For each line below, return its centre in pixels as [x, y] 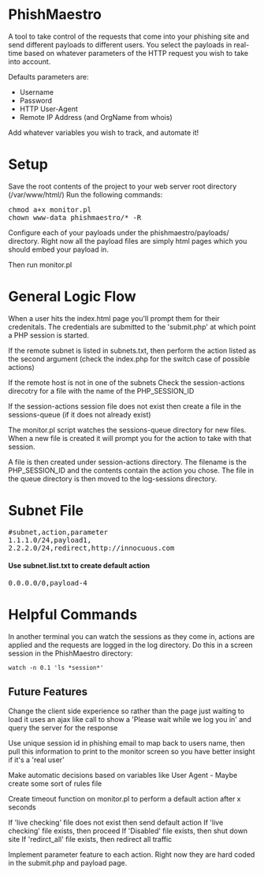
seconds [22, 807]
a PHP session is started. [48, 335]
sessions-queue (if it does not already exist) [80, 414]
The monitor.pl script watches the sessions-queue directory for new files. [127, 430]
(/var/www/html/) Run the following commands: [86, 194]
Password [36, 100]
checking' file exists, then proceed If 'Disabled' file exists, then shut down [128, 831]
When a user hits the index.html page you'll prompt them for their [114, 318]
